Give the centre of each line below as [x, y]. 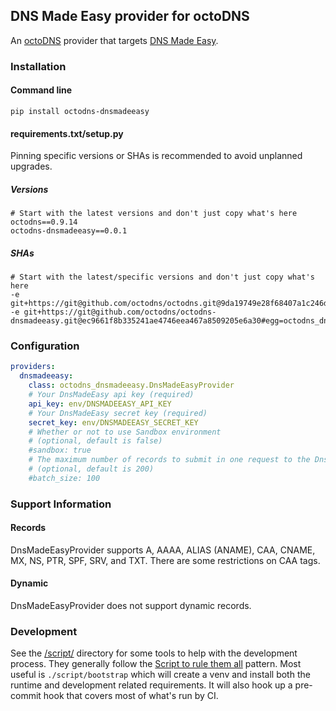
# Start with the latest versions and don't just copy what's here [154, 214]
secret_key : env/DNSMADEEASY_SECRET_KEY [113, 422]
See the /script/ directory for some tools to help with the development [154, 653]
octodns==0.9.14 [44, 222]
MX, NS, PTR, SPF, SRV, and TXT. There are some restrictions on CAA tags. [165, 560]
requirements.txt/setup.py [67, 133]
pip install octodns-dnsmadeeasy [80, 111]
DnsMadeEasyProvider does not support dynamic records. [131, 606]
